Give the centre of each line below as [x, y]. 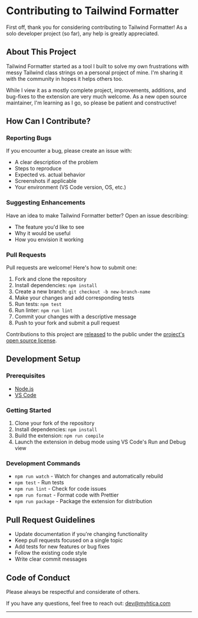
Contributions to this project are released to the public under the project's [95, 334]
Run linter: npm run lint [44, 310]
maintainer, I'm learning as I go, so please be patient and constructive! [91, 103]
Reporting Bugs [29, 138]
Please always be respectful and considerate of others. [73, 591]
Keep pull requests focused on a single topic [69, 540]
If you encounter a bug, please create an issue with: [69, 151]
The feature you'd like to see [49, 227]
